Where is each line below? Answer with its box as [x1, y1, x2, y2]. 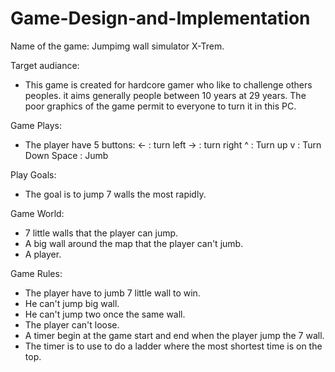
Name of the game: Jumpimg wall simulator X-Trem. [10, 40, 225, 52]
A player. [24, 248, 62, 260]
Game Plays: [10, 119, 62, 131]
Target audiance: [10, 59, 80, 71]
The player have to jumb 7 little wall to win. [24, 287, 201, 299]
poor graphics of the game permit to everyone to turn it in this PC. [24, 100, 297, 112]
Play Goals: [10, 168, 57, 181]
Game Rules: [10, 267, 63, 279]
